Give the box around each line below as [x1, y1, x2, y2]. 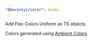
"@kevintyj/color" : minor [5, 7, 59, 12]
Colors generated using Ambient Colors [5, 30, 87, 36]
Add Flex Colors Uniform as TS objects [5, 21, 86, 27]
